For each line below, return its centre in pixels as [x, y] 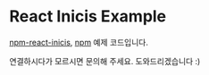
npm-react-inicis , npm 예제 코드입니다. [79, 42]
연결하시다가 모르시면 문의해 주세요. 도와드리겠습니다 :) [105, 61]
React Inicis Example [88, 17]
